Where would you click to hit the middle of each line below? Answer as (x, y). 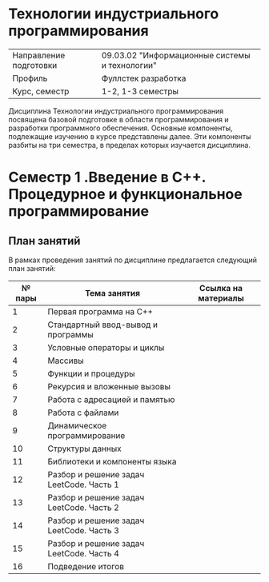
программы (70, 334)
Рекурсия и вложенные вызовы (109, 386)
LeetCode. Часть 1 (84, 484)
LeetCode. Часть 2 (84, 507)
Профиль (30, 78)
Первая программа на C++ (100, 311)
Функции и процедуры (91, 373)
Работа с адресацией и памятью (111, 399)
